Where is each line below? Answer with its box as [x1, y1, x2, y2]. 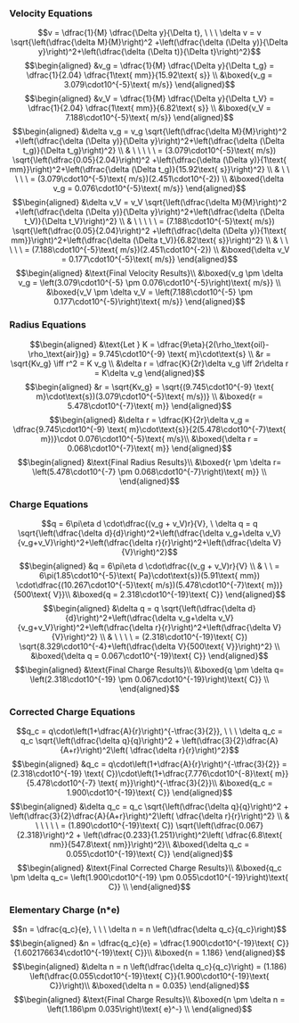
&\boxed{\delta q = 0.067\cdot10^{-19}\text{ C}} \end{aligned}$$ [30, 650, 269, 661]
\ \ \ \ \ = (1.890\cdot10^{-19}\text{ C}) [35, 820, 174, 831]
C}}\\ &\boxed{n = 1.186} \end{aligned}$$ [134, 947, 287, 958]
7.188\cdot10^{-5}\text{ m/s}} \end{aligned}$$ [65, 112, 234, 123]
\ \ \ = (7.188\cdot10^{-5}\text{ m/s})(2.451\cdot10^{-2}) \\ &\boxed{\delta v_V [9, 245, 290, 255]
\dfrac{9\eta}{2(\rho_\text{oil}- [157, 338, 270, 350]
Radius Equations [9, 319, 86, 331]
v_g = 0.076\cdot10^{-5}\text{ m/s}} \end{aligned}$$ [53, 183, 246, 194]
